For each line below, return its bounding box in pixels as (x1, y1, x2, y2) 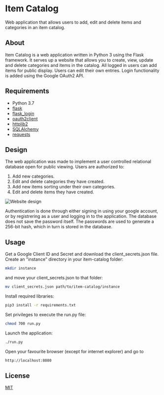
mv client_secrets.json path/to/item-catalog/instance (5, 284, 120, 289)
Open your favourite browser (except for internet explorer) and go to (5, 348, 144, 354)
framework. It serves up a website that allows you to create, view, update (5, 57, 154, 63)
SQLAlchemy (12, 126, 39, 132)
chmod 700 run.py (5, 321, 41, 326)
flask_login (12, 110, 34, 116)
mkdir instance (5, 266, 36, 271)
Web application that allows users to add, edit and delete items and (5, 19, 141, 25)
